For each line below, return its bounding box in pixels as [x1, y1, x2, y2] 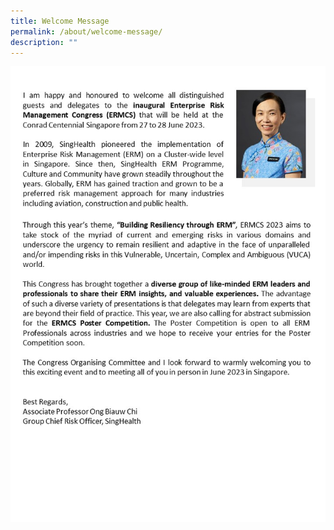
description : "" [10, 37, 78, 47]
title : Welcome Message [10, 16, 110, 26]
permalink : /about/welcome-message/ [10, 26, 163, 37]
